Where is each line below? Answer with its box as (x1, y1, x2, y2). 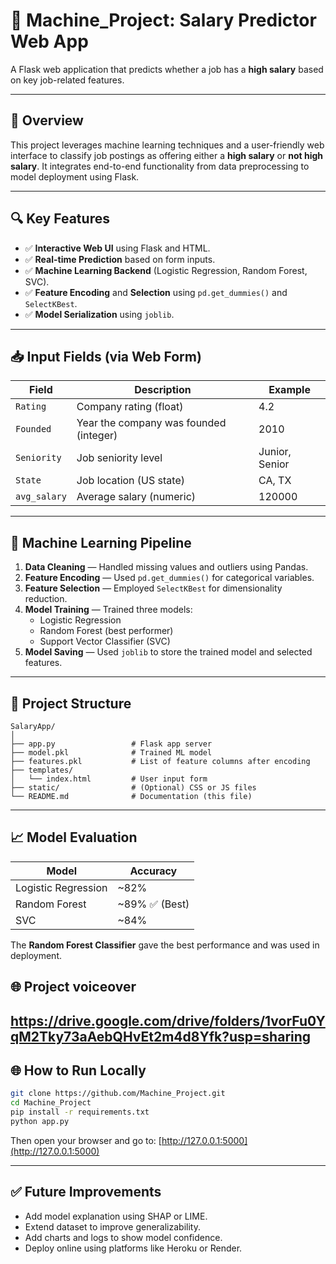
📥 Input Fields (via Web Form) (10, 348, 202, 365)
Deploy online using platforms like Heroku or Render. (24, 1242, 243, 1254)
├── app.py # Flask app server (10, 739, 213, 749)
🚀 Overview (10, 112, 84, 129)
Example (268, 383, 311, 397)
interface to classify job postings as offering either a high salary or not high (10, 149, 324, 161)
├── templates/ (10, 765, 74, 775)
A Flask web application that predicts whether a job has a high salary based (10, 63, 324, 75)
